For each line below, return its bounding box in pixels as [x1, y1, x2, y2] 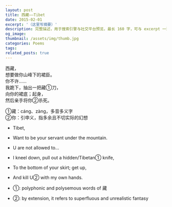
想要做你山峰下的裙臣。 [5, 71, 55, 77]
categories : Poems [5, 41, 45, 46]
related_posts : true [5, 50, 50, 55]
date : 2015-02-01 [5, 17, 42, 22]
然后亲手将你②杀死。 [5, 97, 52, 103]
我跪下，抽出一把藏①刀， [5, 84, 61, 90]
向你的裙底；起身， [5, 91, 46, 97]
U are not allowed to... [12, 144, 59, 151]
